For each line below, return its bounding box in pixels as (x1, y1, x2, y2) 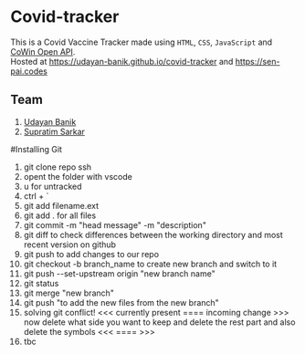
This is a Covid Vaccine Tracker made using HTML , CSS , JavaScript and (10, 36, 273, 47)
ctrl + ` (23, 190, 49, 202)
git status (23, 277, 59, 288)
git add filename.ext (23, 200, 100, 211)
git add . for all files (23, 210, 97, 221)
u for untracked (23, 181, 82, 192)
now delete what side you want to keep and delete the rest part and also (23, 317, 296, 328)
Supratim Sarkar (23, 126, 86, 137)
